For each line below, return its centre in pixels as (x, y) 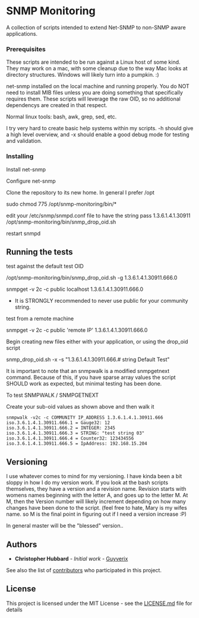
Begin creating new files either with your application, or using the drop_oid (97, 342)
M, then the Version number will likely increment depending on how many (96, 501)
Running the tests (40, 252)
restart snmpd (23, 233)
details (14, 609)
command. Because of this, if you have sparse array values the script (91, 377)
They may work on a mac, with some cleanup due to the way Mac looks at (97, 68)
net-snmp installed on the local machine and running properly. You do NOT (98, 86)
